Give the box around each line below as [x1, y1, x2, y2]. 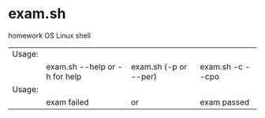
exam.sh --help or [46, 61, 116, 72]
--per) [131, 71, 158, 82]
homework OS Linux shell [8, 31, 91, 40]
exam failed [46, 96, 89, 107]
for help [52, 71, 82, 82]
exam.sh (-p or [131, 61, 188, 72]
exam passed [200, 96, 250, 107]
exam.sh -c [200, 61, 243, 72]
